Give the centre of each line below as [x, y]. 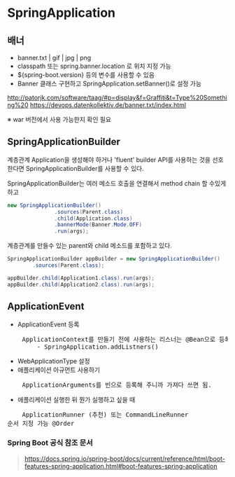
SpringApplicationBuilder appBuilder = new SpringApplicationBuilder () [114, 259]
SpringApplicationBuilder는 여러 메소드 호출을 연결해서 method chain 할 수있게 [117, 183]
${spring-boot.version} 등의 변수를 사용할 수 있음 [86, 75]
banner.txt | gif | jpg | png [54, 58]
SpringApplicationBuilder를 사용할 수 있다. [85, 168]
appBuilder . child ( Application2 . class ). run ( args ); [81, 284]
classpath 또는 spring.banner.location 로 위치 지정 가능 [94, 66]
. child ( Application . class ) [93, 219]
